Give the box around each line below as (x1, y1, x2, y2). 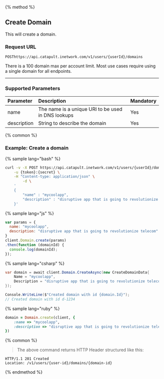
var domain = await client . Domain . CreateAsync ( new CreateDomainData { (5, 270, 150, 275)
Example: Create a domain (5, 145, 69, 151)
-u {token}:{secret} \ (14, 169, 60, 175)
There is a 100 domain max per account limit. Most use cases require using (5, 63, 156, 69)
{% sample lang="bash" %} (5, 156, 61, 162)
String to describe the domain (38, 120, 106, 126)
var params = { (5, 220, 36, 225)
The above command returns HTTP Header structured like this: (17, 347, 144, 353)
